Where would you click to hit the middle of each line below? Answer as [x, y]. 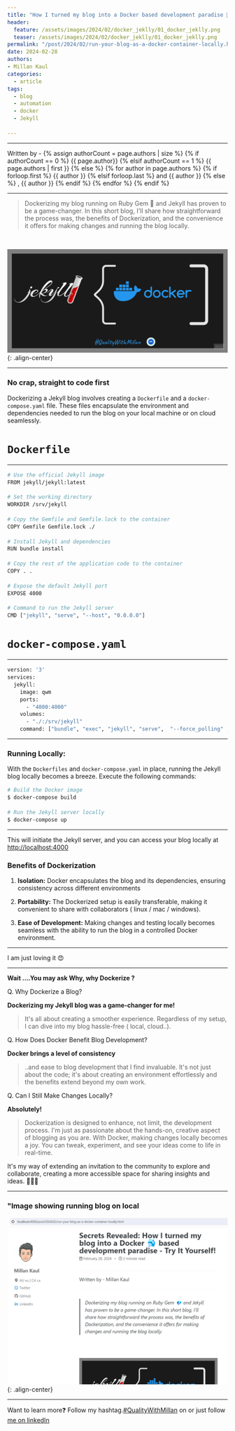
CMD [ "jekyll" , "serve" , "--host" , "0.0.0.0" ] [76, 615]
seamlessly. [24, 420]
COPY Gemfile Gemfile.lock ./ [51, 526]
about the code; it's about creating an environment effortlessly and [121, 1074]
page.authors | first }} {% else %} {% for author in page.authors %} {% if [112, 168]
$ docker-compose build [42, 798]
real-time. [38, 1152]
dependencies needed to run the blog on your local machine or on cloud [112, 413]
